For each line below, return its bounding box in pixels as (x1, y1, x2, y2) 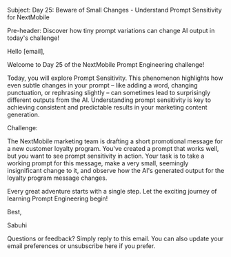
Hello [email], (7, 48, 45, 55)
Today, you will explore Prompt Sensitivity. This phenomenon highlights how (7, 74, 223, 82)
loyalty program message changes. (7, 174, 108, 182)
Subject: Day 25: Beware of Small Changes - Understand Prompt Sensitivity (7, 6, 222, 14)
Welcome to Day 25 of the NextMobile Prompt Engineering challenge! (7, 61, 205, 68)
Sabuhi (7, 221, 28, 229)
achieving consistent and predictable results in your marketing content (7, 103, 208, 111)
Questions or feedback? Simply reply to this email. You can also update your (7, 234, 224, 243)
